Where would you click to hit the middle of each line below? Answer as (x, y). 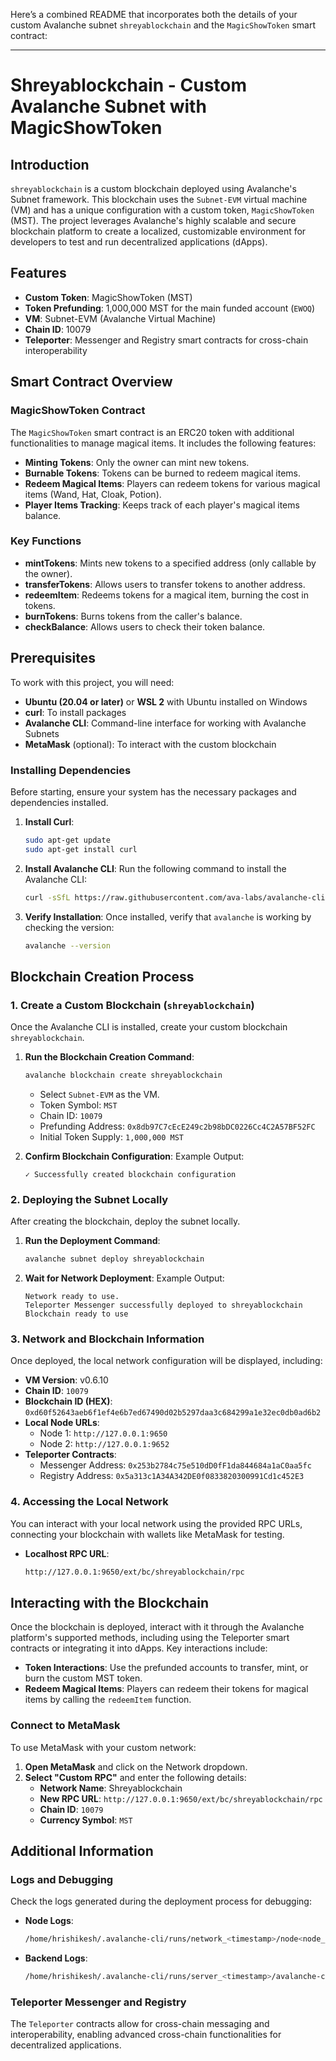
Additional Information (82, 1851)
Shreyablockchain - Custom (129, 85)
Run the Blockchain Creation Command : (109, 1057)
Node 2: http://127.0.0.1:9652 (104, 1444)
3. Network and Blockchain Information (107, 1339)
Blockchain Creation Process (102, 976)
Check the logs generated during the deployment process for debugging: (161, 1901)
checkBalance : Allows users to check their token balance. (145, 626)
